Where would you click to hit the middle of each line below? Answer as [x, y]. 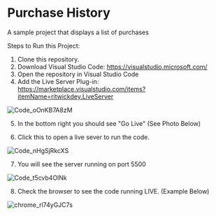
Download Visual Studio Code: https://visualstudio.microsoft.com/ [112, 66]
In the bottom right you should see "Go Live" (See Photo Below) [109, 123]
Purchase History [59, 13]
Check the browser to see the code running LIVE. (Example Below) [113, 191]
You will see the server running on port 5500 [82, 164]
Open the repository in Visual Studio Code [78, 74]
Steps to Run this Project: [44, 45]
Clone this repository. [48, 59]
